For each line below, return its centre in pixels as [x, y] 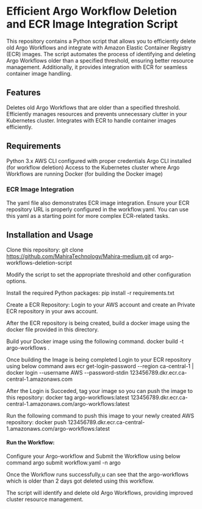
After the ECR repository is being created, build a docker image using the [98, 323]
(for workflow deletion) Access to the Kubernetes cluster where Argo [93, 167]
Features [23, 93]
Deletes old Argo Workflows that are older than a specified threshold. [93, 107]
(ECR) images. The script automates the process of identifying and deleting [101, 54]
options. [17, 281]
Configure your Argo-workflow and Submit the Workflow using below [93, 456]
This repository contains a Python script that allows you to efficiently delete [101, 41]
